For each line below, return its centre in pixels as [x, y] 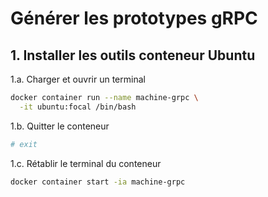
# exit [24, 144]
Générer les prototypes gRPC [134, 18]
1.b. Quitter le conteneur [60, 126]
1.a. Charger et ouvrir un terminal [78, 79]
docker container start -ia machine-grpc [98, 182]
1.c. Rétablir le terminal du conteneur [86, 163]
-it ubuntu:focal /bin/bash [78, 107]
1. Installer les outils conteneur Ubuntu [133, 55]
